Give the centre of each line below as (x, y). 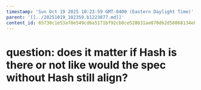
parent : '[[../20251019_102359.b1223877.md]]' (65, 17)
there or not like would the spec (86, 65)
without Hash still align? (67, 77)
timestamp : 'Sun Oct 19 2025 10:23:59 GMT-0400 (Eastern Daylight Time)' (100, 12)
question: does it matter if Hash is (92, 52)
